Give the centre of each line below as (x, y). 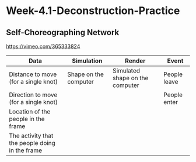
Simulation (87, 61)
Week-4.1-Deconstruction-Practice (93, 11)
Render (135, 61)
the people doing (32, 143)
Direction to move (33, 95)
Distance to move (33, 74)
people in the (27, 119)
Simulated (127, 70)
